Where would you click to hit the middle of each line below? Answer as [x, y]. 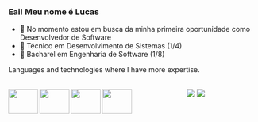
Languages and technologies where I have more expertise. [104, 70]
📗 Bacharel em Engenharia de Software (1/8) [92, 55]
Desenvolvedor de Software [65, 37]
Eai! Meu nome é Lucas [54, 12]
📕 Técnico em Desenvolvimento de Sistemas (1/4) [101, 46]
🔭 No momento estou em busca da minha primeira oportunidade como [135, 29]
